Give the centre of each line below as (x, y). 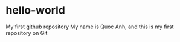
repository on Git (27, 33)
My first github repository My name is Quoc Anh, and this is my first (90, 27)
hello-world (36, 10)
